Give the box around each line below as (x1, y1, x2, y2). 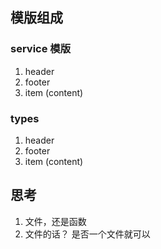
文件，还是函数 (24, 215, 87, 227)
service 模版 (10, 42, 72, 56)
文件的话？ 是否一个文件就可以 (24, 228, 151, 240)
